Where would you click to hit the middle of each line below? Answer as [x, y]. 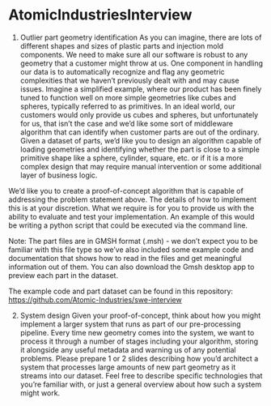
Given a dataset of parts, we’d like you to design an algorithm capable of [141, 140]
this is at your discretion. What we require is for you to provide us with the [131, 207]
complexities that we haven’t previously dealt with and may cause [130, 80]
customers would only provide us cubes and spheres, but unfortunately [139, 114]
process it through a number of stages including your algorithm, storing [139, 341]
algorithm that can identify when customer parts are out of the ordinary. [140, 132]
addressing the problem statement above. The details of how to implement [133, 199]
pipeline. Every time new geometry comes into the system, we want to [137, 332]
